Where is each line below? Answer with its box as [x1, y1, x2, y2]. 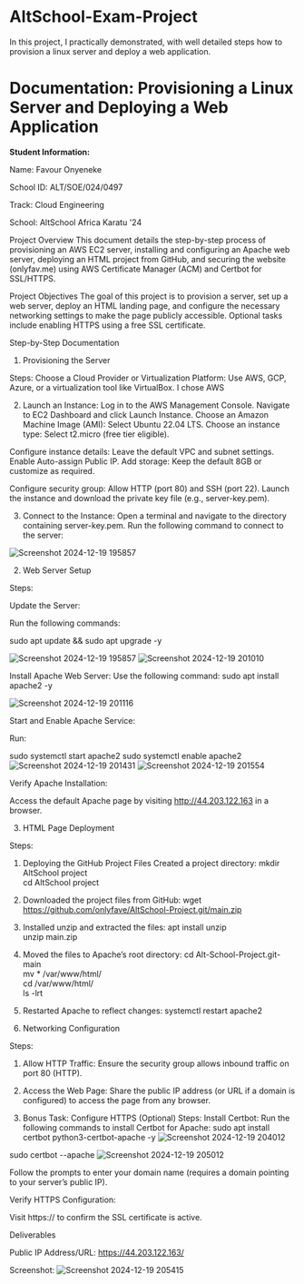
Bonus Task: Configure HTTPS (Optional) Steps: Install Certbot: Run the [22, 1112, 290, 1123]
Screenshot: [9, 1264, 55, 1275]
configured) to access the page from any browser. [22, 1094, 211, 1105]
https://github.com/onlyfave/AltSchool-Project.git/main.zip [22, 904, 242, 914]
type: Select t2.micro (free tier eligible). [22, 429, 170, 440]
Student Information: [9, 146, 91, 157]
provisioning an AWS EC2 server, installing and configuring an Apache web [9, 243, 290, 255]
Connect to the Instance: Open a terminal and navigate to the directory [22, 510, 288, 521]
